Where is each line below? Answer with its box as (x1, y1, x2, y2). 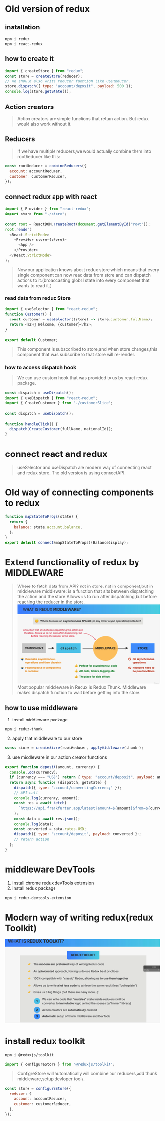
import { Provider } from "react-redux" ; (5, 206, 91, 212)
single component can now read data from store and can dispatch (17, 272, 151, 278)
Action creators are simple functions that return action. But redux (17, 116, 149, 121)
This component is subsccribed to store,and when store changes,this (17, 347, 158, 352)
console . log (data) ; (14, 821, 54, 827)
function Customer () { (5, 312, 52, 317)
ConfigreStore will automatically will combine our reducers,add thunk (17, 1071, 157, 1077)
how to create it (5, 55, 54, 63)
